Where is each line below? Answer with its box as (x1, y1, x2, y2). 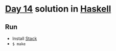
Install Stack (12, 35, 37, 41)
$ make (12, 42, 26, 47)
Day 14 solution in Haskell (5, 3, 112, 15)
